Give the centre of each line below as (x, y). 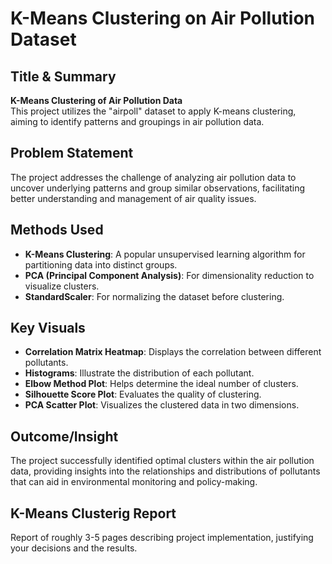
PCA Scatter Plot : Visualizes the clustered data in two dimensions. (162, 405)
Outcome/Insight (64, 436)
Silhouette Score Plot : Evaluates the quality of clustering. (143, 394)
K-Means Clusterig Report (93, 513)
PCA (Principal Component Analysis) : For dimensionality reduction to (169, 275)
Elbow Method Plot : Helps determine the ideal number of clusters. (161, 384)
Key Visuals (48, 328)
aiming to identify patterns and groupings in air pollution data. (137, 121)
